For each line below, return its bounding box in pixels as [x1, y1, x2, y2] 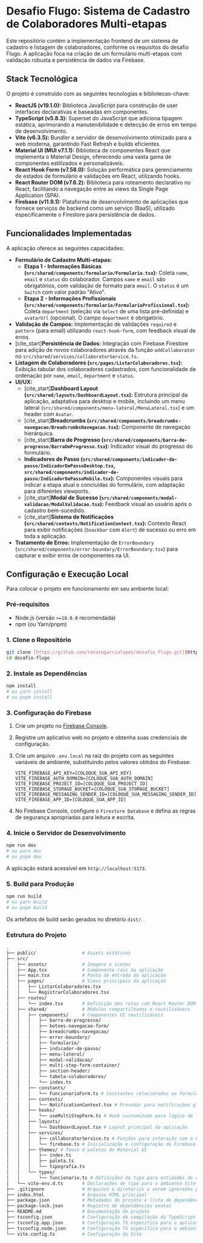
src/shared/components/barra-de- [103, 437, 187, 443]
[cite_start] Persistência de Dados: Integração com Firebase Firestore [14, 340, 188, 347]
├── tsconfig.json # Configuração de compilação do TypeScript [6, 1214, 196, 1221]
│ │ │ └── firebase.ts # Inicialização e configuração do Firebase [6, 1141, 196, 1147]
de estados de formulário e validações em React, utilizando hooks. [14, 172, 181, 180]
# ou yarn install [6, 688, 53, 695]
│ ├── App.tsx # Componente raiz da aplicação [6, 967, 164, 973]
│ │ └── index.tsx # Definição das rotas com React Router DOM [6, 1001, 196, 1007]
